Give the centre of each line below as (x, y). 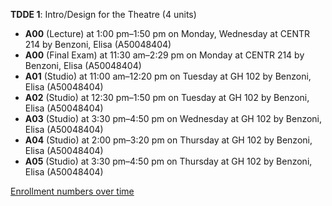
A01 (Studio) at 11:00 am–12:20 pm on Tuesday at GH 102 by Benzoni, (168, 76)
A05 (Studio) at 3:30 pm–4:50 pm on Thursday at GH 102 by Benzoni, (168, 161)
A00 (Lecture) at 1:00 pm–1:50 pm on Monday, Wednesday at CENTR (167, 33)
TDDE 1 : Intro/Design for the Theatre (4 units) (103, 14)
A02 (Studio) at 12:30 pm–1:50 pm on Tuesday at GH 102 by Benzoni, (167, 97)
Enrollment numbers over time (72, 191)
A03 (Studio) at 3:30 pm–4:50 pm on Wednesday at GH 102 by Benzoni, (173, 118)
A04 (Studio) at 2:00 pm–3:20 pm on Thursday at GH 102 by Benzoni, (168, 140)
